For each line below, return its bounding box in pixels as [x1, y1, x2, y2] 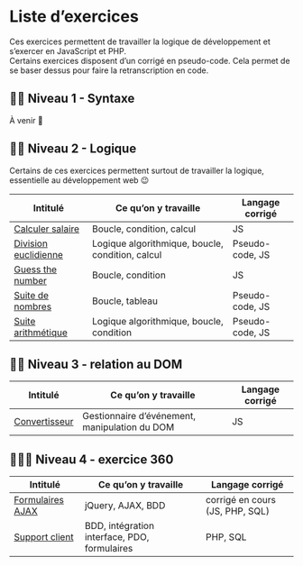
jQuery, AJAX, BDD [84, 499, 166, 512]
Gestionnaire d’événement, [82, 410, 197, 423]
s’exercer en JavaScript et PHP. [9, 45, 126, 56]
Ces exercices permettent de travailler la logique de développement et [9, 36, 271, 47]
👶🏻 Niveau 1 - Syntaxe [9, 91, 135, 106]
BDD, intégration [84, 520, 155, 533]
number [14, 274, 48, 287]
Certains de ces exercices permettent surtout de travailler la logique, [9, 165, 264, 176]
